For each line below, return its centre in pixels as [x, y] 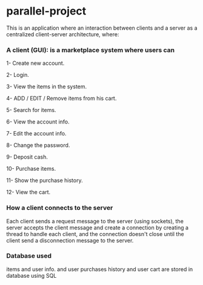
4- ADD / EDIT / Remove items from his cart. [62, 99]
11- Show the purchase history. [45, 180]
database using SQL [32, 275]
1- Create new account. [35, 63]
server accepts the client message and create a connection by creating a [98, 228]
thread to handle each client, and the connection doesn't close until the [95, 234]
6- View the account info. [38, 122]
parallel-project [46, 11]
